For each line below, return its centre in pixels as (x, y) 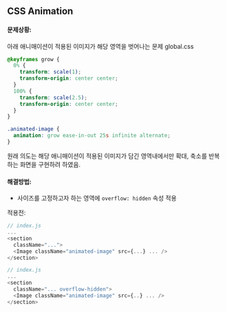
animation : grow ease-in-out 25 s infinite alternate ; (92, 136)
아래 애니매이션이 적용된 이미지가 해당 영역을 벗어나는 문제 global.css (100, 46)
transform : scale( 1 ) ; (50, 72)
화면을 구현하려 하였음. (50, 164)
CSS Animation (40, 11)
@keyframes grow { (33, 59)
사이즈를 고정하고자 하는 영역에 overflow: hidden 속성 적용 (97, 198)
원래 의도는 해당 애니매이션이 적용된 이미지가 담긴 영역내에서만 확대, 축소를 (107, 156)
